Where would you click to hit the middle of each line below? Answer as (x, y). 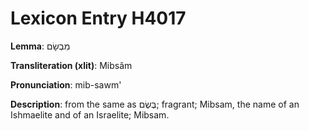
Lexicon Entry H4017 (98, 18)
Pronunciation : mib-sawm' (66, 84)
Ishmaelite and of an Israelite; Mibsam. (90, 114)
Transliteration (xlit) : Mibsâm (71, 65)
